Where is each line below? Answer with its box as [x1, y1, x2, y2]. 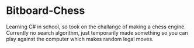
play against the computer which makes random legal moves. [6, 35, 154, 42]
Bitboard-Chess [6, 4, 85, 17]
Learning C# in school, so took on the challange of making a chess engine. [6, 23, 186, 30]
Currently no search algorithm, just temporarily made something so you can [6, 29, 188, 36]
